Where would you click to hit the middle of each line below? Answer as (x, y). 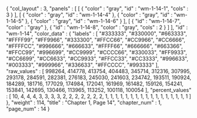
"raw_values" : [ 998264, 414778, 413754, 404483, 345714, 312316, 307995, (98, 71)
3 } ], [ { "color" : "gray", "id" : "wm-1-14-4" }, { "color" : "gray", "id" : (89, 15)
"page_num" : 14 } (28, 109)
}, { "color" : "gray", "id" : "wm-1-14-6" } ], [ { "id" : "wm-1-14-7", (103, 21)
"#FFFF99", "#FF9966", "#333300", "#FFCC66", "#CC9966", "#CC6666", (96, 40)
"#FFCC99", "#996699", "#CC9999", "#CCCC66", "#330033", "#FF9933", (96, 52)
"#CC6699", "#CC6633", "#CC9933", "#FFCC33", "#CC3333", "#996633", (97, 59)
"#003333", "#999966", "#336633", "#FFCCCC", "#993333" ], (83, 65)
